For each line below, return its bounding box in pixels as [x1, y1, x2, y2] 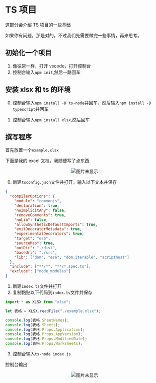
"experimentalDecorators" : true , [14, 232, 85, 237]
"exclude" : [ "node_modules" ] [10, 269, 71, 274]
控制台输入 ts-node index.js [12, 351, 71, 357]
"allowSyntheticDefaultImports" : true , [14, 222, 98, 227]
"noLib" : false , [14, 217, 49, 222]
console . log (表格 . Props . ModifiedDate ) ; [5, 336, 88, 342]
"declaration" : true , [14, 203, 59, 208]
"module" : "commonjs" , [14, 199, 62, 204]
